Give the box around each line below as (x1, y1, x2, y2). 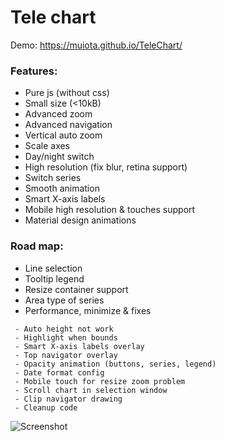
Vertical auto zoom (24, 129, 103, 141)
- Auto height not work (14, 324, 114, 334)
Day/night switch (24, 151, 95, 163)
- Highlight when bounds (14, 332, 118, 343)
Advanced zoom (24, 108, 93, 120)
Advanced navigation (24, 119, 113, 131)
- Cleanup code (14, 402, 78, 413)
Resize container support (24, 283, 129, 295)
